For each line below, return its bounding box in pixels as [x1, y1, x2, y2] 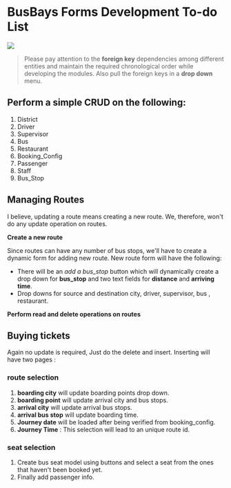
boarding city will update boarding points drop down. [17, 388, 170, 397]
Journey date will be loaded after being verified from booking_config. [17, 417, 216, 426]
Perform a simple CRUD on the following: [7, 97, 186, 109]
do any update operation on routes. [7, 219, 108, 228]
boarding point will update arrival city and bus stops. [17, 395, 168, 404]
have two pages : [7, 355, 57, 364]
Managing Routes [7, 194, 85, 206]
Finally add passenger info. [17, 473, 94, 481]
